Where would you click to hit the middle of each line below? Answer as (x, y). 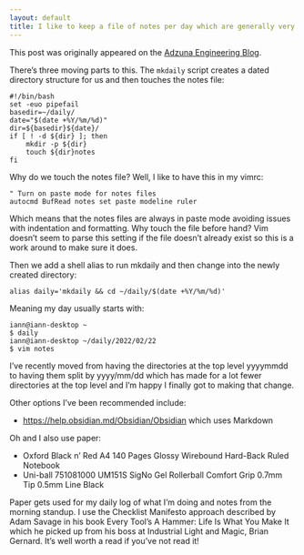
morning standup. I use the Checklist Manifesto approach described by (142, 511)
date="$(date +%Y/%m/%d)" (58, 120)
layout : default (40, 18)
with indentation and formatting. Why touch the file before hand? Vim (139, 227)
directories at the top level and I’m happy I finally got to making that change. (152, 385)
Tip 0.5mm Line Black (63, 484)
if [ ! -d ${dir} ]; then (58, 136)
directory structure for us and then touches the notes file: (117, 79)
